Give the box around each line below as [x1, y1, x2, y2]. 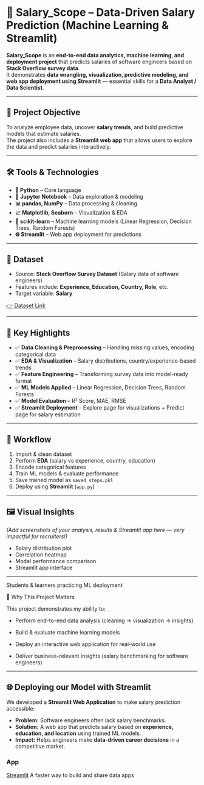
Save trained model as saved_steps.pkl [15, 477, 114, 483]
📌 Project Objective [6, 107, 81, 118]
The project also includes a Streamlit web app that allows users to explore [6, 137, 192, 144]
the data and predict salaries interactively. [6, 143, 111, 150]
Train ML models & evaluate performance [15, 470, 119, 477]
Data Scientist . [6, 83, 44, 91]
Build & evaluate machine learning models [15, 628, 120, 636]
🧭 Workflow [6, 434, 52, 444]
